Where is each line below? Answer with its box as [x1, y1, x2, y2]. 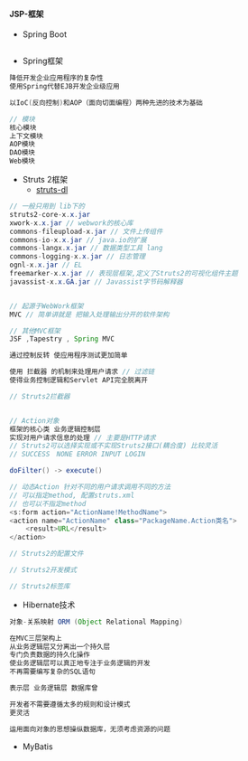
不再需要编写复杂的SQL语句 [9, 667, 96, 677]
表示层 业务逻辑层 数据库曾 [9, 683, 99, 693]
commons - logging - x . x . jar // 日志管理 [9, 252, 146, 261]
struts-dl [35, 184, 69, 195]
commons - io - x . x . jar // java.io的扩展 [9, 235, 147, 244]
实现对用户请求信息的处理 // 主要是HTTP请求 [9, 433, 156, 442]
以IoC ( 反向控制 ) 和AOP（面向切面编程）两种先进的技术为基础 [9, 98, 203, 108]
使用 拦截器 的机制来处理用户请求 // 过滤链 [9, 367, 155, 377]
